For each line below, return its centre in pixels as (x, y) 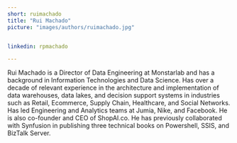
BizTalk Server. (29, 133)
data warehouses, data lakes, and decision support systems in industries (114, 95)
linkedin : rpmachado (38, 46)
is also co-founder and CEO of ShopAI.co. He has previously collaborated (115, 118)
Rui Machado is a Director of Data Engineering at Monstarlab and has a (111, 73)
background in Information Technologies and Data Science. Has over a (111, 80)
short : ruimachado (34, 14)
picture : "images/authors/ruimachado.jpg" (71, 27)
